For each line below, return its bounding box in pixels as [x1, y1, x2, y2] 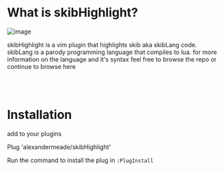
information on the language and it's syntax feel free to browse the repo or [7, 55, 217, 63]
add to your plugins [7, 129, 62, 137]
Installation [7, 107, 72, 122]
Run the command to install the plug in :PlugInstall [7, 156, 154, 164]
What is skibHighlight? [7, 5, 139, 21]
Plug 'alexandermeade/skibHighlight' [7, 142, 111, 151]
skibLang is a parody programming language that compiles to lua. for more [7, 48, 217, 56]
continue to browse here [7, 62, 76, 70]
